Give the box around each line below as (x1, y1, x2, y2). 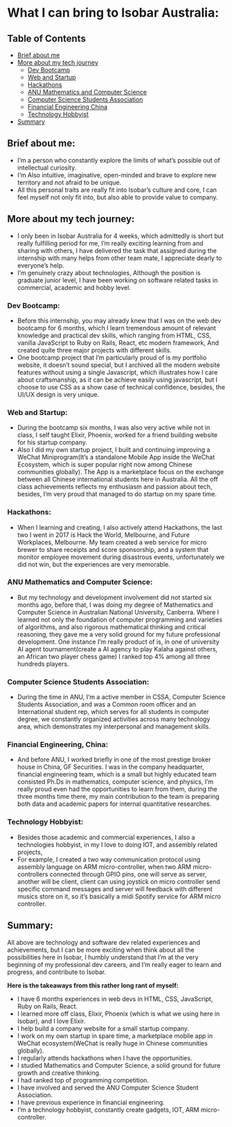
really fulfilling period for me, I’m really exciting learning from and (17, 238, 204, 248)
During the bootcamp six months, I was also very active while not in (17, 423, 211, 432)
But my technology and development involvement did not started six (17, 593, 213, 601)
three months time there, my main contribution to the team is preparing (17, 793, 220, 801)
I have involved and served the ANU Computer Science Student (17, 1083, 199, 1092)
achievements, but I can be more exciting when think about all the (7, 946, 195, 954)
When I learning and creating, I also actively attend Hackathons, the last (17, 523, 223, 531)
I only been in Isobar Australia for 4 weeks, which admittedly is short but (17, 232, 224, 240)
